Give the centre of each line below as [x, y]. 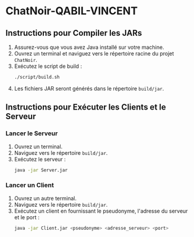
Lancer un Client [30, 185]
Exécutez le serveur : [40, 159]
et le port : [27, 217]
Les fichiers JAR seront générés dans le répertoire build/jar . [89, 88]
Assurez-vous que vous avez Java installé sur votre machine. [89, 47]
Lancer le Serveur [32, 133]
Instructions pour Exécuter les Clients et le [86, 107]
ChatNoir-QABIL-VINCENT [71, 11]
